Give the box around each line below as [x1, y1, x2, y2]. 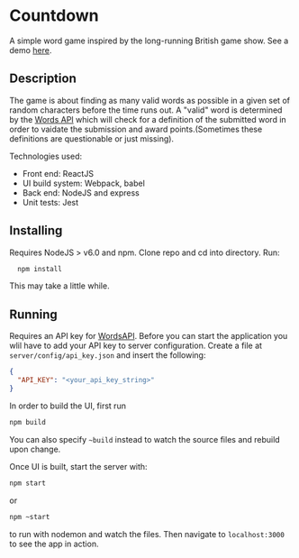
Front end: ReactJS [22, 168, 95, 178]
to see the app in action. [9, 538, 99, 549]
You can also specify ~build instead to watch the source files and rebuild [9, 434, 281, 444]
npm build [9, 417, 47, 426]
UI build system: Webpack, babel [22, 178, 146, 188]
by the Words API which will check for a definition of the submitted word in [9, 114, 286, 124]
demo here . [9, 44, 52, 55]
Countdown [9, 5, 99, 26]
